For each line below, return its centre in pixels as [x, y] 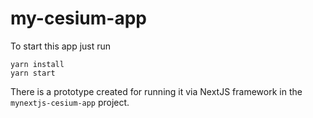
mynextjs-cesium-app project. [70, 102]
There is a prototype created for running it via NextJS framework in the [156, 91]
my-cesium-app [78, 18]
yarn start [33, 73]
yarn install [37, 64]
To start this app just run [61, 46]
